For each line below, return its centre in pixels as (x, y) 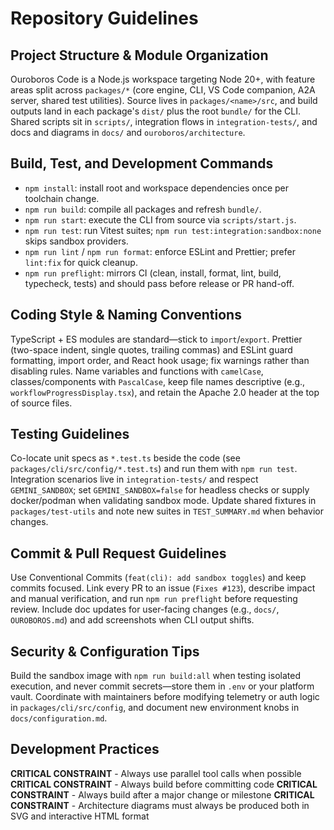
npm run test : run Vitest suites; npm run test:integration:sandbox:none (173, 230)
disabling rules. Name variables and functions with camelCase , (137, 371)
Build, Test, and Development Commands (142, 163)
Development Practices (85, 749)
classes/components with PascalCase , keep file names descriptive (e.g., (158, 381)
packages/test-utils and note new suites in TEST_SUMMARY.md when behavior (167, 511)
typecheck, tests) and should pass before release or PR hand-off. (159, 283)
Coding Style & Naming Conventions (126, 315)
